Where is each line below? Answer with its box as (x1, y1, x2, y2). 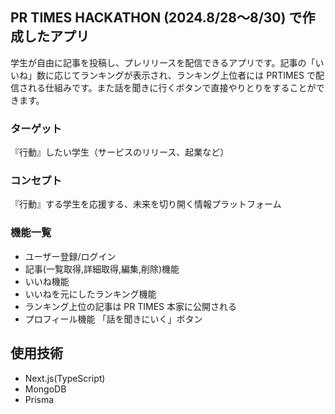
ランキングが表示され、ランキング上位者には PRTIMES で (79, 69, 316, 81)
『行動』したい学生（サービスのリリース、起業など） (10, 146, 230, 158)
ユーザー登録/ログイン (24, 250, 117, 262)
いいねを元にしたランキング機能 (24, 288, 157, 300)
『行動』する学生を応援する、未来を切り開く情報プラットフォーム (10, 198, 282, 210)
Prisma (24, 393, 55, 405)
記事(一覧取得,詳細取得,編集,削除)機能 (24, 263, 180, 275)
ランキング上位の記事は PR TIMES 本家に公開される (24, 300, 237, 312)
